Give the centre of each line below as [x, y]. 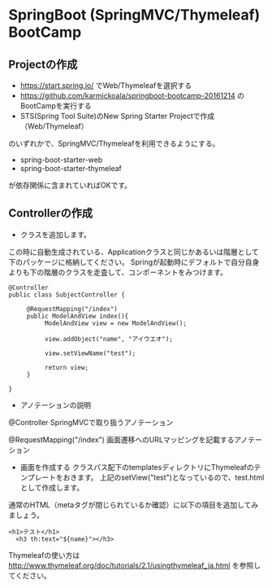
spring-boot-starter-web [61, 160]
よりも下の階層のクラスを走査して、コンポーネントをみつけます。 [118, 272]
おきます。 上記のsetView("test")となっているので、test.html [164, 477]
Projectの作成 [43, 64]
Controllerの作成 [51, 213]
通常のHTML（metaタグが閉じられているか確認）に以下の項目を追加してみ [134, 505]
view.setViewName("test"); [90, 353]
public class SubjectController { [67, 295]
